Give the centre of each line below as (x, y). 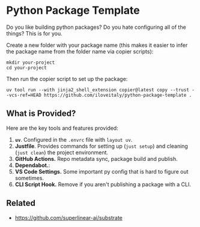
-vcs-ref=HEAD (24, 95)
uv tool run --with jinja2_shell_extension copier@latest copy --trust (98, 90)
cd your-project (26, 68)
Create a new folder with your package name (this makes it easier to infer (97, 45)
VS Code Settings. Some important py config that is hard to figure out (102, 171)
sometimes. (29, 178)
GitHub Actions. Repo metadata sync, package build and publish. (96, 159)
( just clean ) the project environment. (62, 152)
